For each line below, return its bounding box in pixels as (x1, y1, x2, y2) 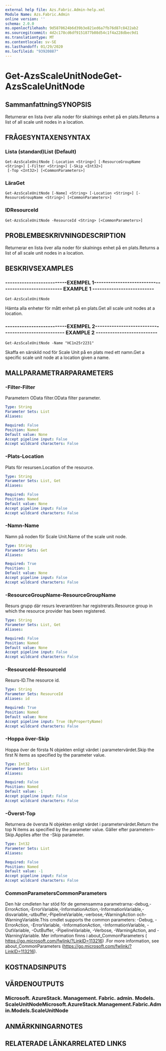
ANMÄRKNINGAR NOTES (5, 1022, 83, 1031)
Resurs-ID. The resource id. (5, 677, 60, 683)
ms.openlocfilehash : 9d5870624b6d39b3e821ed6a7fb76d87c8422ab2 (5, 26, 139, 31)
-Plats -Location (5, 453, 44, 460)
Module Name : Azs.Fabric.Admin (5, 12, 70, 17)
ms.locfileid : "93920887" (5, 49, 58, 54)
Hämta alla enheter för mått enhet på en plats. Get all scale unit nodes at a (5, 305, 155, 311)
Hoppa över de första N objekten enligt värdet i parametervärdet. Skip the (5, 747, 155, 753)
